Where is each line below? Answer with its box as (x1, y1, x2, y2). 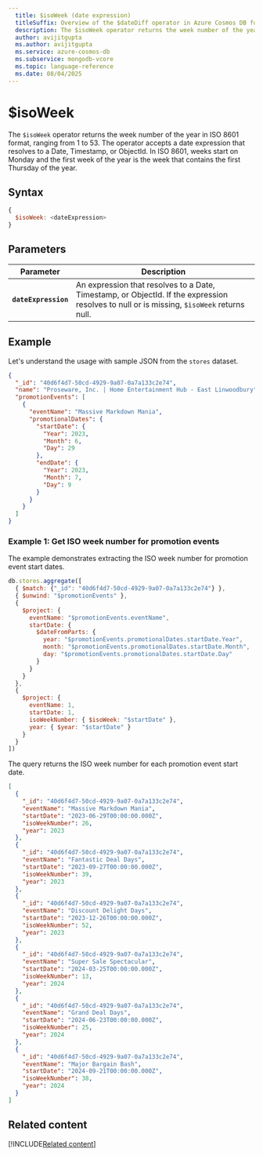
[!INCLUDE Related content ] (8, 1139, 96, 1148)
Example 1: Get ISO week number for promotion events (8, 535, 220, 546)
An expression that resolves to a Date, (75, 279, 215, 290)
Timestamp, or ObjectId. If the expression (75, 289, 229, 300)
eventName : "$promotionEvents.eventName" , (28, 614, 170, 622)
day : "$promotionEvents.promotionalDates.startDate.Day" (42, 651, 233, 658)
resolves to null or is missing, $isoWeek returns (75, 299, 245, 310)
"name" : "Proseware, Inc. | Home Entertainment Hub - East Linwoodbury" (15, 386, 258, 394)
